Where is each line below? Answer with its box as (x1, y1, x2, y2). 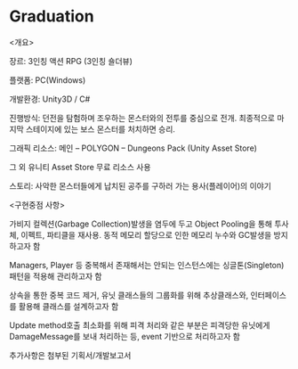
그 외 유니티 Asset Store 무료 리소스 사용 (9, 161, 151, 172)
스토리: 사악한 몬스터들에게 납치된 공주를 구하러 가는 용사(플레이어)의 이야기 (9, 180, 271, 191)
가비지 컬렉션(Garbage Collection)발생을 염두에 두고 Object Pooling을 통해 (9, 218, 273, 229)
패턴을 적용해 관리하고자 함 (9, 270, 102, 282)
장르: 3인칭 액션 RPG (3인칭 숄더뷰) (9, 55, 133, 66)
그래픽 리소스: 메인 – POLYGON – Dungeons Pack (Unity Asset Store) (9, 143, 258, 153)
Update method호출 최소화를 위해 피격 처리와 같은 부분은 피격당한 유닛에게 (9, 319, 270, 331)
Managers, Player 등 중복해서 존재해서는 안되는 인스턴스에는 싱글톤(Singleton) (9, 259, 285, 270)
